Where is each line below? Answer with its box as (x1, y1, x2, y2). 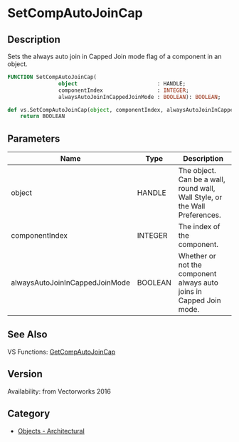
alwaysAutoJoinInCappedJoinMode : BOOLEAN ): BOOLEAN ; (58, 93, 221, 100)
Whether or (178, 251, 216, 261)
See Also (7, 329, 48, 341)
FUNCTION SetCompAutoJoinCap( (7, 73, 97, 80)
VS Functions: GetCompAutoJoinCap (7, 347, 116, 356)
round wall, (178, 184, 216, 194)
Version (7, 368, 43, 380)
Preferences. (178, 210, 222, 220)
